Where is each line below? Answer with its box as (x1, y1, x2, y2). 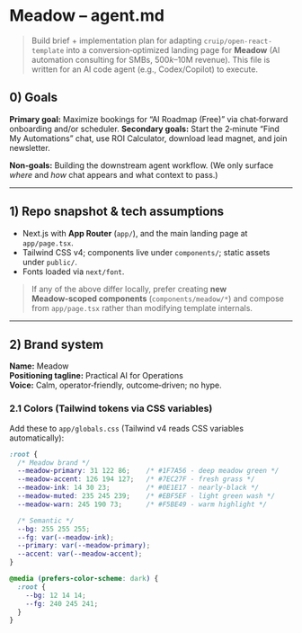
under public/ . (22, 256, 78, 267)
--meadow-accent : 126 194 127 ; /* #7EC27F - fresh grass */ (17, 475, 255, 484)
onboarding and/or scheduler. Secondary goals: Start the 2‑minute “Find (9, 123, 280, 134)
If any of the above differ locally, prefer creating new (31, 283, 227, 294)
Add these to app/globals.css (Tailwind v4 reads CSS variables (9, 423, 244, 433)
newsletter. (9, 142, 51, 153)
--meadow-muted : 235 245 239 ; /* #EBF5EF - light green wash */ (17, 492, 276, 501)
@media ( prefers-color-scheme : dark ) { (9, 575, 159, 584)
